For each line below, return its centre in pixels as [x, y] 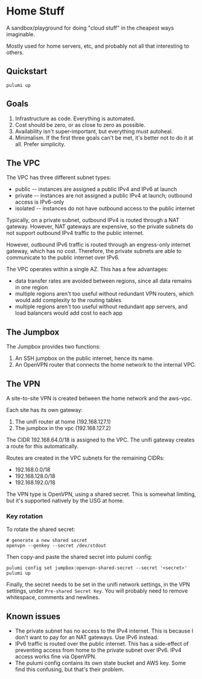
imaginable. [21, 34]
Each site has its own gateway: [45, 410]
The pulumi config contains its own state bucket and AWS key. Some [100, 663]
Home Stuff [36, 11]
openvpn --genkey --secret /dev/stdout [56, 546]
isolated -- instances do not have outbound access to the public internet [105, 208]
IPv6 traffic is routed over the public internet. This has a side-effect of [102, 644]
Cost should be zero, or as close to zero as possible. [80, 124]
